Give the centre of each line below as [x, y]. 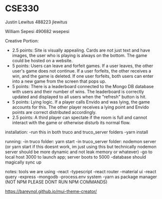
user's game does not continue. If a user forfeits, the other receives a [81, 71]
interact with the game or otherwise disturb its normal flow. [71, 123]
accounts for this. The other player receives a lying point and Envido [81, 107]
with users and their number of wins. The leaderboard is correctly [78, 91]
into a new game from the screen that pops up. [59, 81]
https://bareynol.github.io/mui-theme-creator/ [51, 191]
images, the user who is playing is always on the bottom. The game [80, 55]
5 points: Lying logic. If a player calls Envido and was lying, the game [81, 102]
